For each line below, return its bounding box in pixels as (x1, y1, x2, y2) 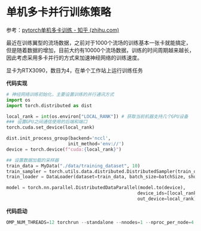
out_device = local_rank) (137, 196, 197, 202)
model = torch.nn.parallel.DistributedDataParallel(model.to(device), (6, 185, 186, 191)
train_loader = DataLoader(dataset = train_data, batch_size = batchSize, (6, 174, 186, 180)
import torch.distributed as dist (6, 102, 93, 108)
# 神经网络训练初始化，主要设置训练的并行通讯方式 (6, 91, 114, 98)
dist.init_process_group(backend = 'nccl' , (6, 135, 111, 141)
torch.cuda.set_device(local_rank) (6, 124, 95, 130)
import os (6, 97, 31, 103)
